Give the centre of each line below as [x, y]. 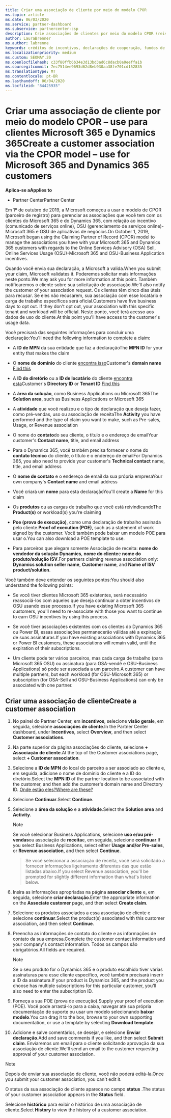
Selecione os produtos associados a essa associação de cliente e [81, 913]
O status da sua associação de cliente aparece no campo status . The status [85, 1089]
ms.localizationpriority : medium [41, 52]
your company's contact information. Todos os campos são [75, 944]
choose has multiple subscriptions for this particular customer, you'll [84, 986]
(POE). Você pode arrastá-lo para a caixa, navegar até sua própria [82, 1006]
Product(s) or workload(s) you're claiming [57, 512]
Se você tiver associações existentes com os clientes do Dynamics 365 [88, 626]
